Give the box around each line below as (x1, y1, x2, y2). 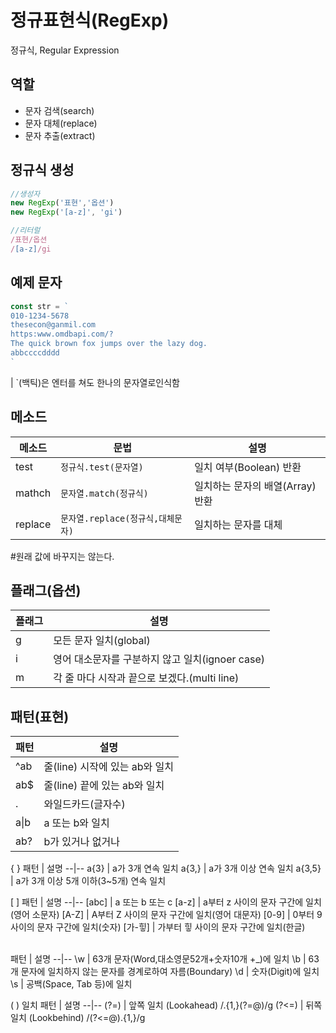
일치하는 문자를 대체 (194, 517, 283, 531)
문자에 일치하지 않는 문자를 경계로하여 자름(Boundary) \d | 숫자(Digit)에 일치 (20, 966, 320, 978)
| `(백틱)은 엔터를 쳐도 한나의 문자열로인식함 (10, 376, 180, 388)
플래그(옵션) (10, 582, 82, 599)
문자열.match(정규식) (60, 487, 149, 499)
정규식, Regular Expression (10, 44, 120, 56)
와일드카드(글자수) (43, 797, 126, 811)
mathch (15, 486, 52, 500)
